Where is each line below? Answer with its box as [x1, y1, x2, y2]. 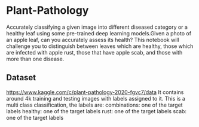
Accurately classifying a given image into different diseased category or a [6, 23, 188, 31]
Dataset [6, 72, 36, 83]
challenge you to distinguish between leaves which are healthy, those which [6, 43, 194, 50]
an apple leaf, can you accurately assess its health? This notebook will [6, 36, 179, 43]
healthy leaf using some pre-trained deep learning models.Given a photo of [6, 29, 192, 37]
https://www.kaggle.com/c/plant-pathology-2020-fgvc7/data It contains [6, 88, 184, 96]
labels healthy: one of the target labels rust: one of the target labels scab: [6, 107, 187, 114]
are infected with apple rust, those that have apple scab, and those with [6, 49, 183, 56]
